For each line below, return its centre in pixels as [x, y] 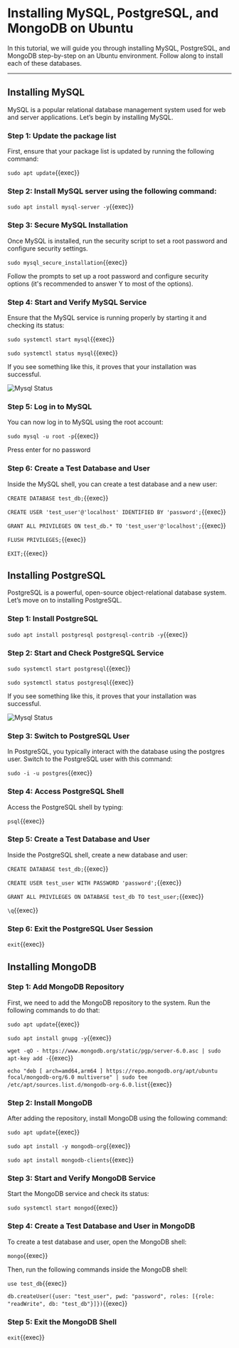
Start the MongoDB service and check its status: [78, 1194]
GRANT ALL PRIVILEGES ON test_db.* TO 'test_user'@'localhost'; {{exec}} [117, 525]
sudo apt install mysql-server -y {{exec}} [70, 207]
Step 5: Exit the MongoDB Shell [62, 1322]
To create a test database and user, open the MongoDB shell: [97, 1242]
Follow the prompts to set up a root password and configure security [108, 276]
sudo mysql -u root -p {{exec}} [53, 436]
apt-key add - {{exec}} [40, 1057]
